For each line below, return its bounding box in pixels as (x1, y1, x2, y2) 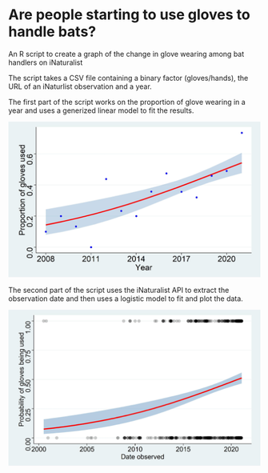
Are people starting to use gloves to (8, 6, 250, 24)
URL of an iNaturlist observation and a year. (8, 82, 152, 91)
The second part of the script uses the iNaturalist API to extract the (8, 286, 230, 295)
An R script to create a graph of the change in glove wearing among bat (8, 49, 245, 58)
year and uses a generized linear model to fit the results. (8, 106, 194, 115)
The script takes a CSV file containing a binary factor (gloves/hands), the (8, 73, 249, 82)
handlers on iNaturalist (8, 58, 83, 67)
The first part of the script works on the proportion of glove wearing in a (8, 97, 246, 106)
